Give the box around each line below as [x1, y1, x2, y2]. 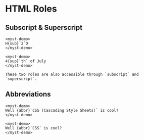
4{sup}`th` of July [5, 59, 46, 64]
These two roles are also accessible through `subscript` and [5, 72, 139, 77]
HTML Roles [5, 3, 57, 15]
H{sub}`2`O [5, 41, 28, 46]
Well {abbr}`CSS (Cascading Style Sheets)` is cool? [5, 108, 119, 113]
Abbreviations [5, 90, 51, 99]
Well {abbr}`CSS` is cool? [5, 125, 62, 130]
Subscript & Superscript [5, 23, 83, 32]
